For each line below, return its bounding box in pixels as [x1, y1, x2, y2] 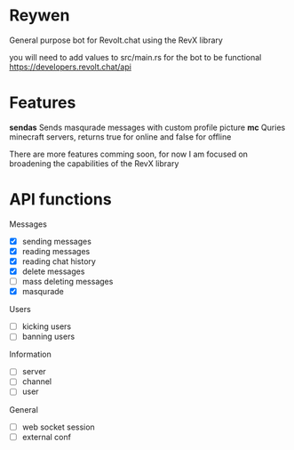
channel [21, 376, 52, 387]
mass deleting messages [21, 277, 114, 287]
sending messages [21, 236, 91, 246]
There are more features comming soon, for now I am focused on [9, 149, 249, 159]
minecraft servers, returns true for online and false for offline [9, 131, 232, 142]
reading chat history [21, 255, 96, 267]
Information [9, 349, 52, 360]
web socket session [21, 422, 95, 432]
